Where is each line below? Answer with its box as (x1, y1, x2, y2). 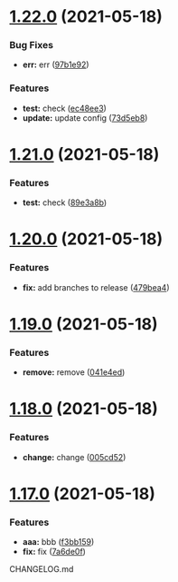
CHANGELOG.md (9, 564, 74, 575)
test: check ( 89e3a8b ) (22, 197, 108, 208)
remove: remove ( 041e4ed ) (22, 367, 126, 378)
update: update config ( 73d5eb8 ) (22, 112, 148, 123)
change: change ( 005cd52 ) (22, 451, 126, 462)
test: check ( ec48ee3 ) (22, 103, 107, 113)
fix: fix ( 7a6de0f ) (22, 547, 86, 557)
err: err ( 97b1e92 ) (22, 59, 89, 70)
